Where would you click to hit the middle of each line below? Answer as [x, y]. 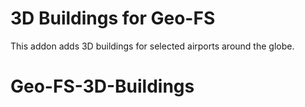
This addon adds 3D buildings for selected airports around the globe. [152, 46]
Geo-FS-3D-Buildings [102, 86]
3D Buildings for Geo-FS [113, 18]
